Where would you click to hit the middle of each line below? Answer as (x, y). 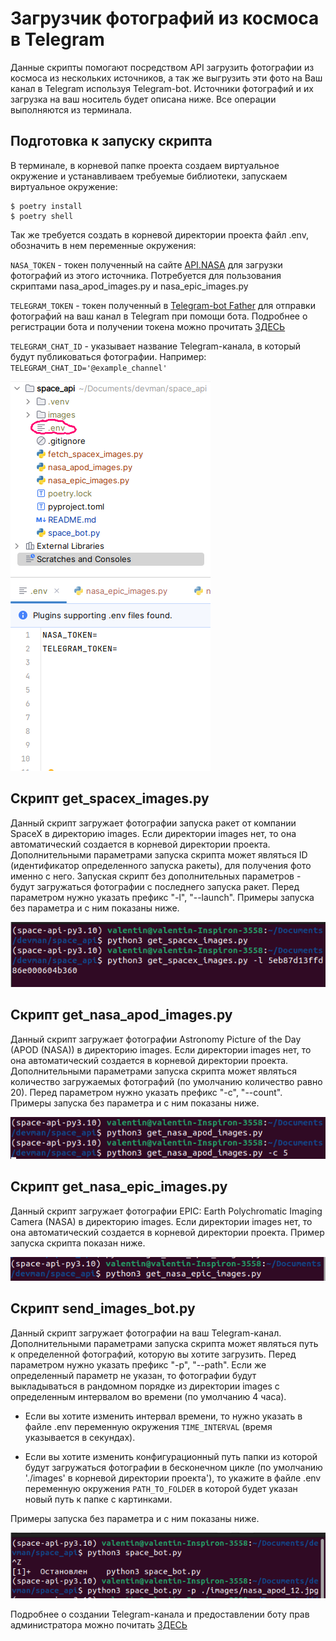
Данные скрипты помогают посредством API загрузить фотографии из (162, 67)
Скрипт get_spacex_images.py (110, 798)
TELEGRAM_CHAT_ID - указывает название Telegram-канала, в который (156, 346)
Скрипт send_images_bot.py (103, 1308)
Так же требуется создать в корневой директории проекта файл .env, (159, 234)
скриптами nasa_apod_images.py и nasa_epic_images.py (129, 286)
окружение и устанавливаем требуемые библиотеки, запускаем (149, 176)
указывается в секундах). (80, 1437)
